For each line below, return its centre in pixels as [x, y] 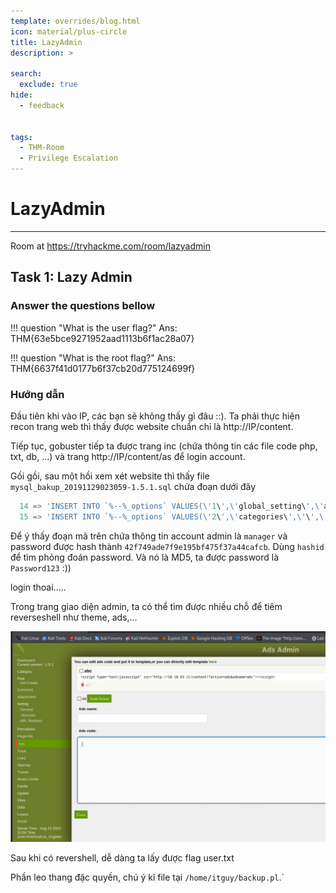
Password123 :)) [41, 567]
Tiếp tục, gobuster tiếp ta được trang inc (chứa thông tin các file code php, [164, 446]
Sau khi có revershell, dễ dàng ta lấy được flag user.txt [122, 858]
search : [26, 74]
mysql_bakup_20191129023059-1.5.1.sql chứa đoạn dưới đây [133, 486]
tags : [21, 137]
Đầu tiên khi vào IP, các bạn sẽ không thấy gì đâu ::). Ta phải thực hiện [155, 416]
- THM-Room [42, 148]
